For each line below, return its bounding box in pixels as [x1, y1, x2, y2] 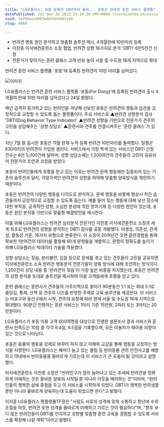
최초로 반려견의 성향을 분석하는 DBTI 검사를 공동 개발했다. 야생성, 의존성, [10, 226, 149, 232]
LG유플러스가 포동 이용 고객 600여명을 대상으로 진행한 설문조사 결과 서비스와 [5, 318, 152, 324]
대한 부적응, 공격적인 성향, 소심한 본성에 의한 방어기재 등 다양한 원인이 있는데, [5, 203, 152, 209]
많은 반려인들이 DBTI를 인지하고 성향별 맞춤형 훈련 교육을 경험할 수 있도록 [10, 411, 150, 417]
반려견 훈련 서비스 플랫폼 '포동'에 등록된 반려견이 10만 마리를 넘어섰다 [5, 68, 137, 74]
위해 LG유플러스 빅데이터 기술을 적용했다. [5, 245, 84, 250]
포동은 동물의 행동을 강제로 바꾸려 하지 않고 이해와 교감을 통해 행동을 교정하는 [5, 341, 152, 347]
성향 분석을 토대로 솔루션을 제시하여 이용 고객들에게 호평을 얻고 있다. [10, 273, 141, 279]
